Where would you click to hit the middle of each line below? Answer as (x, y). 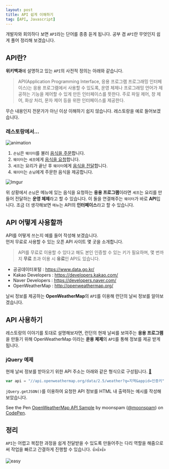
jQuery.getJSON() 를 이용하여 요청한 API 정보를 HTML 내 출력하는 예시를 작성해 (83, 391)
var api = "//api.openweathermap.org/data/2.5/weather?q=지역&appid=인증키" (85, 381)
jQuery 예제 (20, 360)
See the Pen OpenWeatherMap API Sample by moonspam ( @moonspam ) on (84, 408)
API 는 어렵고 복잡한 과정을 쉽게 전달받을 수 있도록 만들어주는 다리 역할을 (76, 443)
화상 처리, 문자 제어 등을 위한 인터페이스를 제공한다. (75, 101)
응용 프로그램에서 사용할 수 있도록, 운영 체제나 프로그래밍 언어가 (95, 88)
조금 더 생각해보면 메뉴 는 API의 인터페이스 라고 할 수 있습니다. (75, 205)
